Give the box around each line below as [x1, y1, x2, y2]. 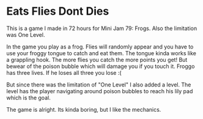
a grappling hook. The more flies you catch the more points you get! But [6, 56, 188, 63]
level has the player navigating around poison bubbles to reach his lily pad [6, 87, 193, 94]
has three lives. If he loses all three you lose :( [6, 69, 122, 76]
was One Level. [6, 31, 45, 38]
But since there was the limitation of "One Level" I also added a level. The [6, 81, 191, 88]
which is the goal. [6, 94, 51, 101]
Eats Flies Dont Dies [6, 4, 109, 18]
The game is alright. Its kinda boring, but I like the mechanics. [6, 106, 161, 113]
